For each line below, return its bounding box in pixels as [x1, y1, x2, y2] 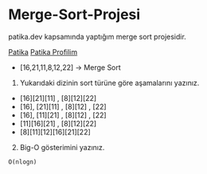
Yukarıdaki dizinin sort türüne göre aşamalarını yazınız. [19, 78, 200, 87]
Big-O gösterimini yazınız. [19, 142, 105, 152]
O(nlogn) [8, 157, 37, 166]
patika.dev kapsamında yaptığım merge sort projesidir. [8, 32, 187, 41]
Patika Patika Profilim [8, 47, 78, 56]
